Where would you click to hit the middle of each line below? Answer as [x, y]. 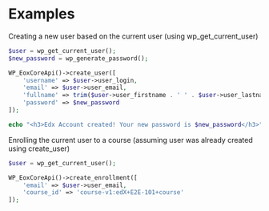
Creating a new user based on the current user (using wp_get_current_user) [133, 36]
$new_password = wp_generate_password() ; [78, 58]
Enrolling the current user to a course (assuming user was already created [131, 140]
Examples [42, 14]
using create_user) [39, 148]
